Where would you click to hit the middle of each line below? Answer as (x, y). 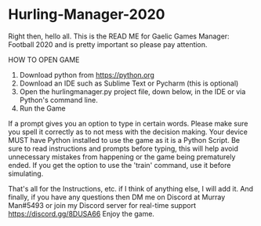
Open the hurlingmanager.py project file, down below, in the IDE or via (132, 91)
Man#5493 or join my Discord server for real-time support (102, 205)
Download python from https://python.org (87, 75)
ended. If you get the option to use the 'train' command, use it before (120, 165)
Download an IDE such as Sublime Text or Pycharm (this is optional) (129, 83)
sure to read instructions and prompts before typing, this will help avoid (123, 148)
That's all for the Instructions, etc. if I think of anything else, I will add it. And (130, 188)
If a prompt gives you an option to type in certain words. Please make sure (128, 123)
